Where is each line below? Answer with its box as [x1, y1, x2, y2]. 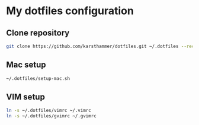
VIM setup [6, 92, 46, 102]
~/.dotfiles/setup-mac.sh [6, 75, 70, 81]
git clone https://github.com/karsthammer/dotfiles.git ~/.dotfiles [6, 43, 179, 49]
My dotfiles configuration [6, 4, 134, 18]
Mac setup [6, 60, 46, 70]
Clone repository [6, 28, 70, 38]
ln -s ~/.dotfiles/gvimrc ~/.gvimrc [6, 113, 97, 119]
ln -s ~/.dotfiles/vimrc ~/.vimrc [6, 108, 92, 114]
